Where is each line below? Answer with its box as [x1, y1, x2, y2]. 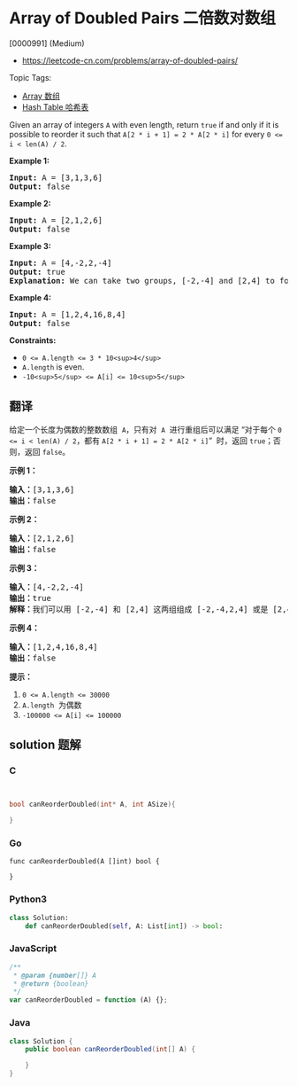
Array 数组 [21, 90, 60, 101]
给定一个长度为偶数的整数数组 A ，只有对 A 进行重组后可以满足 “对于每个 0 [9, 424, 283, 434]
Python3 [9, 893, 47, 905]
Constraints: [9, 334, 57, 346]
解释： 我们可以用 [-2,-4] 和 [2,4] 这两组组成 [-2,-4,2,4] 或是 [9, 604, 269, 614]
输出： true [9, 593, 51, 603]
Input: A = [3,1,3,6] [9, 172, 103, 183]
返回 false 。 [24, 446, 71, 457]
